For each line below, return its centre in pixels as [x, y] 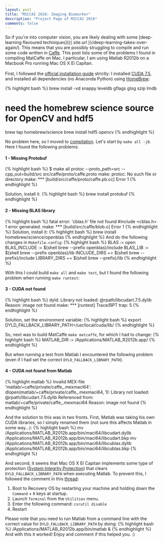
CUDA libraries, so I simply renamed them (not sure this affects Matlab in [78, 422]
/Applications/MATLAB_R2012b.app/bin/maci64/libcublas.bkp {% [71, 448]
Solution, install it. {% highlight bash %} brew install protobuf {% [70, 194]
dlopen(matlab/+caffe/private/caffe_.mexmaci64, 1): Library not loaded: [77, 392]
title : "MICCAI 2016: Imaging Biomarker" [48, 14]
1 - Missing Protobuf [26, 158]
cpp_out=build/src [23, 174]
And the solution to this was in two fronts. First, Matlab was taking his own [80, 417]
